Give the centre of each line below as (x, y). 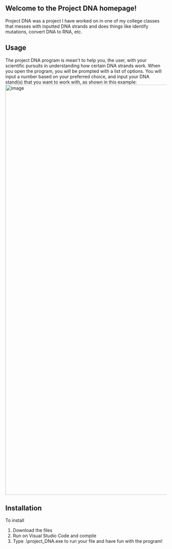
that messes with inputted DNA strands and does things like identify (77, 26)
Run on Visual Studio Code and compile (55, 536)
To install (15, 520)
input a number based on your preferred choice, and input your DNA (77, 76)
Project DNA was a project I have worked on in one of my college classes (82, 21)
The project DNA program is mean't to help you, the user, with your (76, 60)
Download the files (33, 531)
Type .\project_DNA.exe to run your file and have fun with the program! (88, 541)
